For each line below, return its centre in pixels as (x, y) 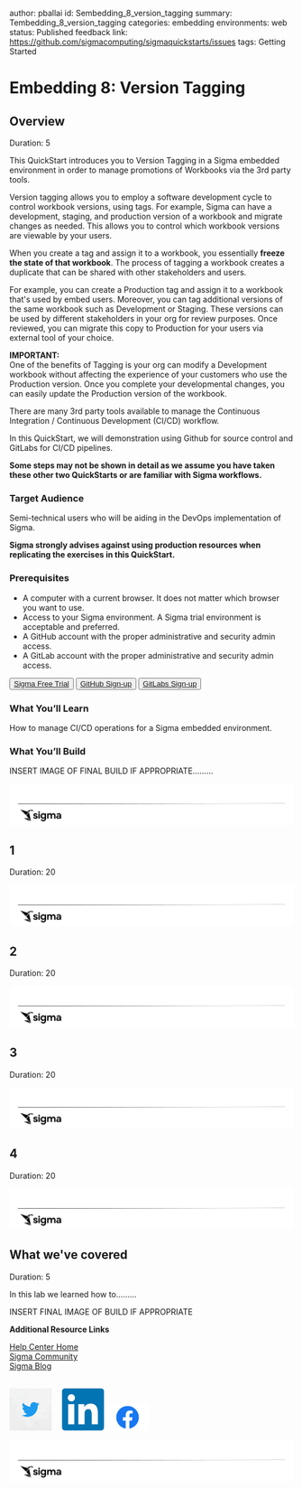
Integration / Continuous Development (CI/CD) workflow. (114, 421)
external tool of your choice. (62, 337)
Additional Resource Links (59, 1329)
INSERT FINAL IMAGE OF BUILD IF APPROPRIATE (101, 1311)
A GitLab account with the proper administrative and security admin (148, 655)
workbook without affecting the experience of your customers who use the (148, 375)
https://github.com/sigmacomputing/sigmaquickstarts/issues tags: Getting (147, 42)
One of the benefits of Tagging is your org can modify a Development (138, 365)
